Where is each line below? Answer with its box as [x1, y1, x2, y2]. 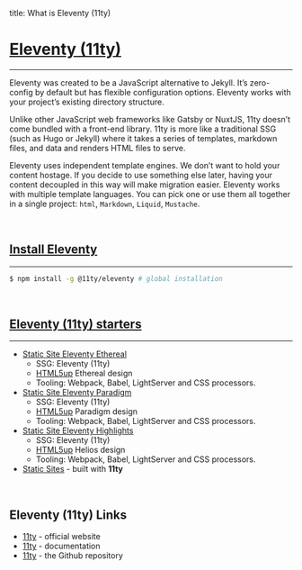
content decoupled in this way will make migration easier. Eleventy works [9, 179, 280, 190]
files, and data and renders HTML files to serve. [9, 142, 186, 153]
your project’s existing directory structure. [9, 96, 164, 107]
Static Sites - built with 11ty [22, 464, 124, 475]
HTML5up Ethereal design [35, 368, 133, 379]
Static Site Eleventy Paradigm [22, 387, 132, 398]
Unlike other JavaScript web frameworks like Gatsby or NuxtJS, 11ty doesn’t [9, 113, 290, 124]
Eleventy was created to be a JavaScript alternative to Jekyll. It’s [9, 77, 248, 88]
